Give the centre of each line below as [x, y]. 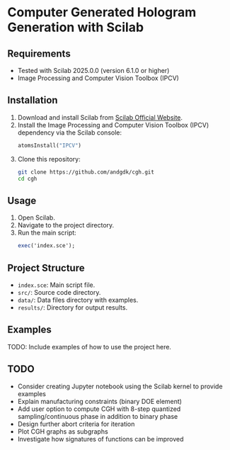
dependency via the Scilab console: [70, 133]
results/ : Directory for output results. [73, 307]
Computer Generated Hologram [102, 12]
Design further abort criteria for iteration [76, 424]
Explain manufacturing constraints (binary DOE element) [100, 401]
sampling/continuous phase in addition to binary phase [98, 416]
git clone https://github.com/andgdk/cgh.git [86, 172]
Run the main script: [47, 233]
